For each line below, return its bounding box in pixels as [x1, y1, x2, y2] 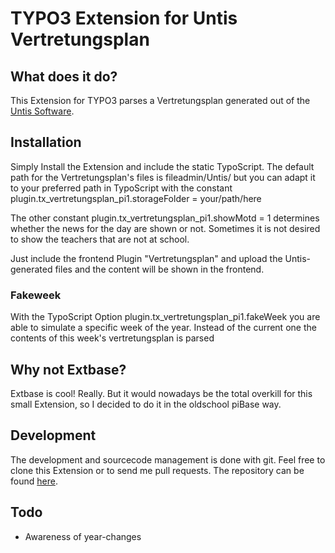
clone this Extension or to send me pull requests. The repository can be [10, 464, 305, 476]
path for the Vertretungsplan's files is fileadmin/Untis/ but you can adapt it [10, 171, 316, 183]
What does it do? [10, 68, 118, 85]
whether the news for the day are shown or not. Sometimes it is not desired [10, 222, 321, 234]
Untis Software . [10, 105, 75, 117]
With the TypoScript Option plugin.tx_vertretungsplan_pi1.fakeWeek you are [10, 311, 321, 323]
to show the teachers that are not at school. [10, 233, 190, 245]
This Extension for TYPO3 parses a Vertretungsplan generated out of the [10, 95, 311, 106]
